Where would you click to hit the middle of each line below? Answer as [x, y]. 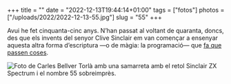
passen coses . [28, 52]
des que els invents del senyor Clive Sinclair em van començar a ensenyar [113, 38]
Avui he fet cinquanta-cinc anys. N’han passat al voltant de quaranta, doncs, [115, 31]
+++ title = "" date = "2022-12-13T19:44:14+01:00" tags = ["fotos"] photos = [116, 10]
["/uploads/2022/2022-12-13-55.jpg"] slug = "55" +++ [84, 17]
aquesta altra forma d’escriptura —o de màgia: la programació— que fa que [114, 45]
